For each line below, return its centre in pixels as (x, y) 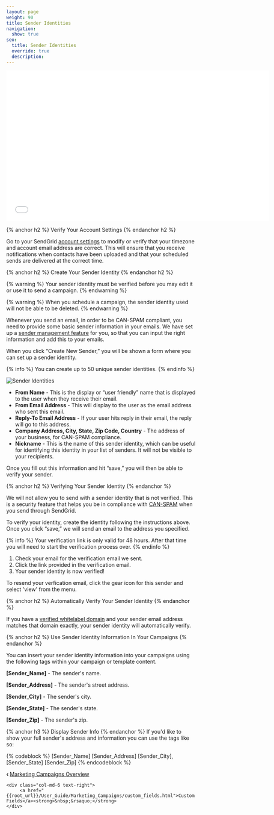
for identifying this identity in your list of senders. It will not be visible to (103, 450)
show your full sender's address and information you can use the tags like (98, 738)
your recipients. (34, 456)
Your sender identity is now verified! (60, 571)
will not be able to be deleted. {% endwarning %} (67, 308)
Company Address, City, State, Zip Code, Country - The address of (100, 431)
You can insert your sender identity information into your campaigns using (98, 655)
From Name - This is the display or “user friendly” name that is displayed (105, 392)
